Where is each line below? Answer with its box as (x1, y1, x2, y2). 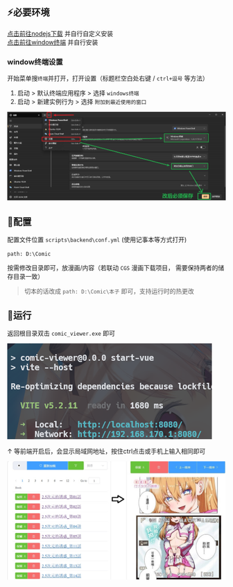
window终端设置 (7, 57, 63, 67)
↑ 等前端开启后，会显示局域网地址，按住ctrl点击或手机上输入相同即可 (7, 447, 206, 455)
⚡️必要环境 (7, 6, 50, 19)
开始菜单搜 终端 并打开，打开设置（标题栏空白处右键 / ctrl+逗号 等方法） (7, 74, 209, 83)
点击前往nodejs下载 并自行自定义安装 (7, 29, 114, 37)
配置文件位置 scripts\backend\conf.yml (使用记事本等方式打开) (7, 235, 187, 244)
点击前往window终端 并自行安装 (7, 37, 98, 46)
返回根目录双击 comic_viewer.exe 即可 (7, 329, 116, 337)
